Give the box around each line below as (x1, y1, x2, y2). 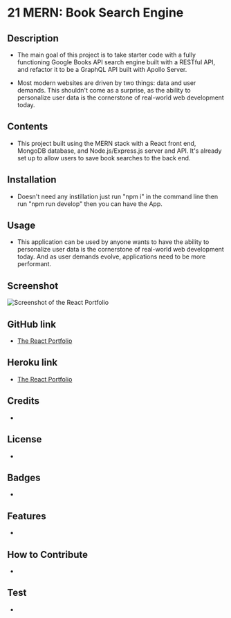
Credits (7, 395, 40, 407)
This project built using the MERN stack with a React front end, (17, 139, 196, 147)
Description (7, 32, 59, 44)
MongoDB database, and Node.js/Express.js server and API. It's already (17, 147, 222, 155)
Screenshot (7, 280, 59, 292)
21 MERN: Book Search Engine (7, 5, 184, 21)
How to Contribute (7, 548, 89, 561)
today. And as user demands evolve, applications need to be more (17, 252, 206, 261)
